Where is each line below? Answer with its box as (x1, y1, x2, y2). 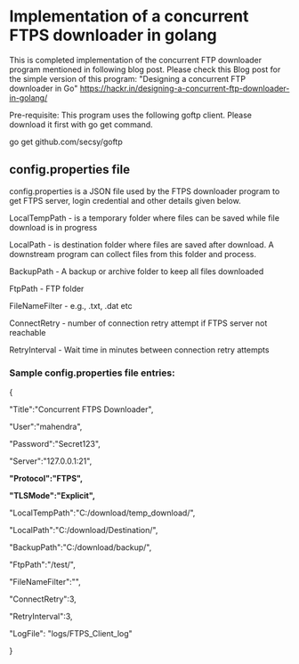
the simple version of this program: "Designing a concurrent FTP (9, 73, 246, 84)
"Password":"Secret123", (9, 439, 101, 449)
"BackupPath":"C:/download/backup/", (9, 542, 152, 553)
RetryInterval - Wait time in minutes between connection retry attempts (9, 344, 270, 355)
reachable (9, 327, 46, 337)
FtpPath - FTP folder (9, 283, 85, 294)
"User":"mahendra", (9, 421, 83, 433)
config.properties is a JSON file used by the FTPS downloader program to (9, 185, 280, 197)
